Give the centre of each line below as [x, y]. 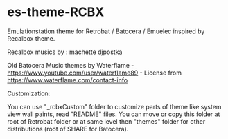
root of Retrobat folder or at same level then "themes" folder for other [106, 121]
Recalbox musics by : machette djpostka [65, 52]
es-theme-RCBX [56, 12]
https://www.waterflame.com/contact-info [68, 80]
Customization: [29, 93]
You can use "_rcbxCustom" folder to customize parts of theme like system [114, 106]
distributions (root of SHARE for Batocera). [68, 129]
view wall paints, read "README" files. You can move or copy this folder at [114, 114]
